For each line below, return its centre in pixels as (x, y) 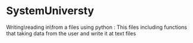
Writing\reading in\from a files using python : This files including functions (96, 27)
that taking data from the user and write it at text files (71, 33)
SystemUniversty (50, 11)
